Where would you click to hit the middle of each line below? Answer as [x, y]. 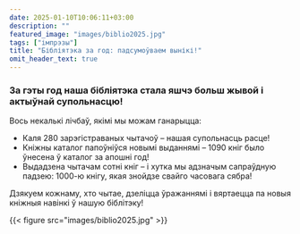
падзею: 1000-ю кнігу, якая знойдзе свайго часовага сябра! [137, 176]
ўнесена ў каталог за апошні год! [86, 157]
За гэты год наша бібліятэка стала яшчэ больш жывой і [137, 90]
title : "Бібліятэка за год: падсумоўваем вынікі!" [106, 51]
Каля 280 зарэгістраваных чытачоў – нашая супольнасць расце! [146, 138]
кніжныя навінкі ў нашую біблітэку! [77, 203]
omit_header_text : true [54, 59]
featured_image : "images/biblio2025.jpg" [88, 34]
